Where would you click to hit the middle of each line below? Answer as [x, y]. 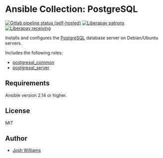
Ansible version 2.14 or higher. [36, 95]
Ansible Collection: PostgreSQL [72, 9]
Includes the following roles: [34, 53]
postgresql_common [33, 62]
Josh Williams [27, 151]
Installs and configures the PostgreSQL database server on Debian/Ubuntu [82, 38]
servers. [14, 43]
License [18, 111]
